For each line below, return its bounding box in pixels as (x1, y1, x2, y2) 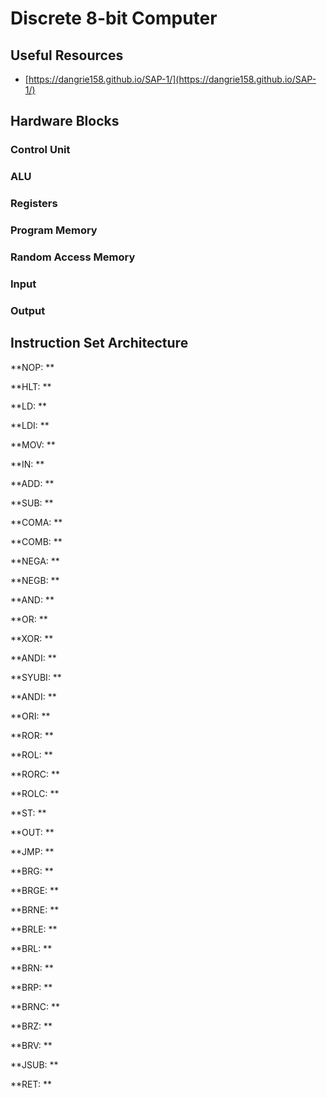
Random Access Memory (10, 250, 136, 264)
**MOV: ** (10, 438, 56, 451)
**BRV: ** (10, 1039, 53, 1051)
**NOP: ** (10, 361, 55, 373)
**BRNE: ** (10, 903, 60, 916)
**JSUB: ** (10, 1058, 59, 1071)
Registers (10, 197, 58, 211)
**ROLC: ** (10, 787, 60, 799)
